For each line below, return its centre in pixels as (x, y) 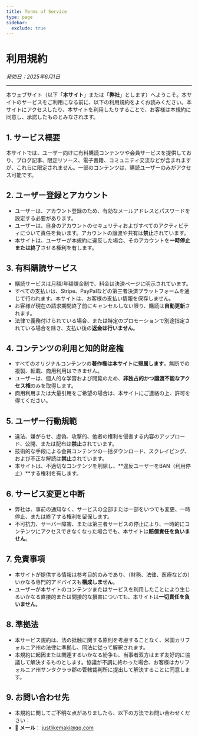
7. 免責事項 (26, 559)
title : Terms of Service (37, 12)
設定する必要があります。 (45, 218)
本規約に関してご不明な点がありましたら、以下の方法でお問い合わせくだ (102, 713)
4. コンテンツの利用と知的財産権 (65, 349)
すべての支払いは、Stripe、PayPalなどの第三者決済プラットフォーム (97, 291)
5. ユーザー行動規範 (42, 421)
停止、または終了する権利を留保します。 (64, 517)
